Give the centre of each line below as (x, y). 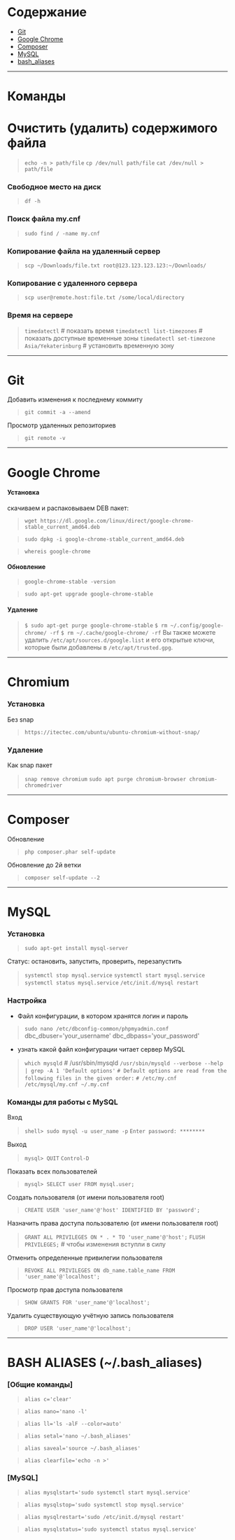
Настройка (27, 1001)
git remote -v (45, 439)
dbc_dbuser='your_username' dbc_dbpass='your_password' (112, 1036)
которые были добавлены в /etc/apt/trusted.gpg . (99, 647)
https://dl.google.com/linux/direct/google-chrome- (117, 521)
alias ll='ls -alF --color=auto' (73, 1424)
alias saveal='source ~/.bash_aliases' (83, 1448)
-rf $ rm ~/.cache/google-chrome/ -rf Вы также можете (133, 633)
